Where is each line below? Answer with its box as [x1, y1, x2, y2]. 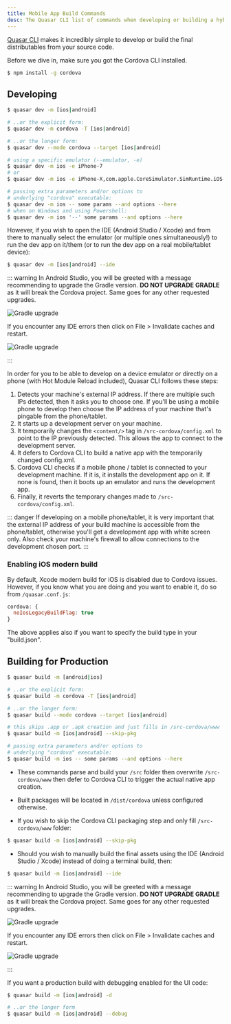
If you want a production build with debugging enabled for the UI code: [7, 978, 208, 987]
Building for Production [7, 655, 109, 667]
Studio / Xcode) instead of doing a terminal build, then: [16, 857, 173, 865]
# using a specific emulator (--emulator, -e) [7, 156, 143, 164]
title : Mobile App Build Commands [7, 10, 107, 17]
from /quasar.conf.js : [7, 589, 71, 598]
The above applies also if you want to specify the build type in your [7, 629, 197, 637]
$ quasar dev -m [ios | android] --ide [7, 261, 115, 268]
